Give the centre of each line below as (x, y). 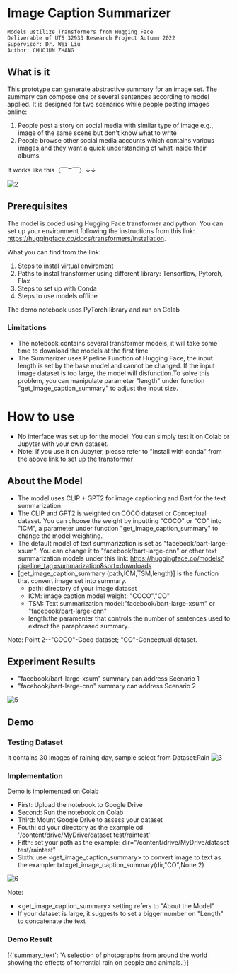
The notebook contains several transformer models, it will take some (117, 343)
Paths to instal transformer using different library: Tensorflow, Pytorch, (120, 273)
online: (17, 112)
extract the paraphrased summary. (79, 626)
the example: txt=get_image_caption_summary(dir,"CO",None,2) (111, 865)
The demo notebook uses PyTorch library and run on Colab (94, 310)
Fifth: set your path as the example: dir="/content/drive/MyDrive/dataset (123, 843)
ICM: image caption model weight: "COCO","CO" (99, 596)
